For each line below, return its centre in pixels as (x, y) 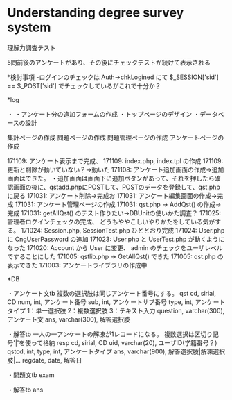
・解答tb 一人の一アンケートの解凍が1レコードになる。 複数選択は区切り (110, 334)
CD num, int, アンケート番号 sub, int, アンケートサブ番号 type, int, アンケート (116, 302)
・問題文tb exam (31, 375)
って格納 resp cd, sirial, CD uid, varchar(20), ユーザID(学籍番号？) (124, 342)
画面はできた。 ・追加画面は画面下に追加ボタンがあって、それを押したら (111, 178)
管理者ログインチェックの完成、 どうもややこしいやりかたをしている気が (111, 222)
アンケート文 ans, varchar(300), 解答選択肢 (69, 319)
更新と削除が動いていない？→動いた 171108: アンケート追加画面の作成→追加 (116, 169)
